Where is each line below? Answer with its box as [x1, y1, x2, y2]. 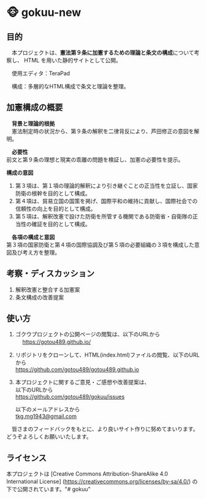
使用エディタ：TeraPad [11, 70, 71, 77]
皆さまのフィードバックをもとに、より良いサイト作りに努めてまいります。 [11, 425, 199, 433]
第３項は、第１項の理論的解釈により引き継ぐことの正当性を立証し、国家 [15, 182, 198, 189]
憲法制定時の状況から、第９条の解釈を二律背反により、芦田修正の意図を [11, 127, 194, 134]
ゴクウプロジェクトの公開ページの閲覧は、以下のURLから [15, 331, 161, 338]
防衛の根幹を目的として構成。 [15, 190, 91, 197]
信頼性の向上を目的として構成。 [15, 205, 96, 212]
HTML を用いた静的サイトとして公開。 [23, 56, 119, 64]
